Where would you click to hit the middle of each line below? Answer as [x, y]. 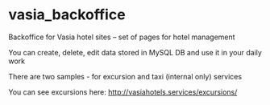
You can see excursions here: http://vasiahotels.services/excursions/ [123, 92]
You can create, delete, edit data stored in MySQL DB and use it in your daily [135, 52]
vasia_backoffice [67, 15]
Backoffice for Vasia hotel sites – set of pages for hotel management [122, 37]
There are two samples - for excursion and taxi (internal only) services [125, 76]
